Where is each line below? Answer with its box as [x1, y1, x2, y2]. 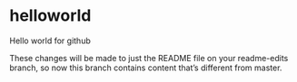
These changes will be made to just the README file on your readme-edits [9, 52, 289, 63]
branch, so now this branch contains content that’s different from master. [9, 62, 282, 73]
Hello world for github [9, 35, 91, 46]
